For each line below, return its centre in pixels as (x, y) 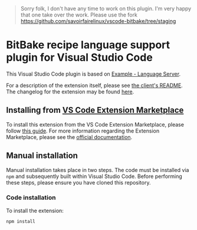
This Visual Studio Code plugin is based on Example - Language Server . (93, 74)
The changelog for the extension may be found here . (70, 92)
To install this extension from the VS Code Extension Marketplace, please (95, 124)
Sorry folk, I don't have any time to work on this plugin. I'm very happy (106, 9)
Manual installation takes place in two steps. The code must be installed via (98, 170)
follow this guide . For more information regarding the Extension (83, 131)
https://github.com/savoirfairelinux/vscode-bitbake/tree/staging (98, 21)
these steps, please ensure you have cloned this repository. (78, 182)
